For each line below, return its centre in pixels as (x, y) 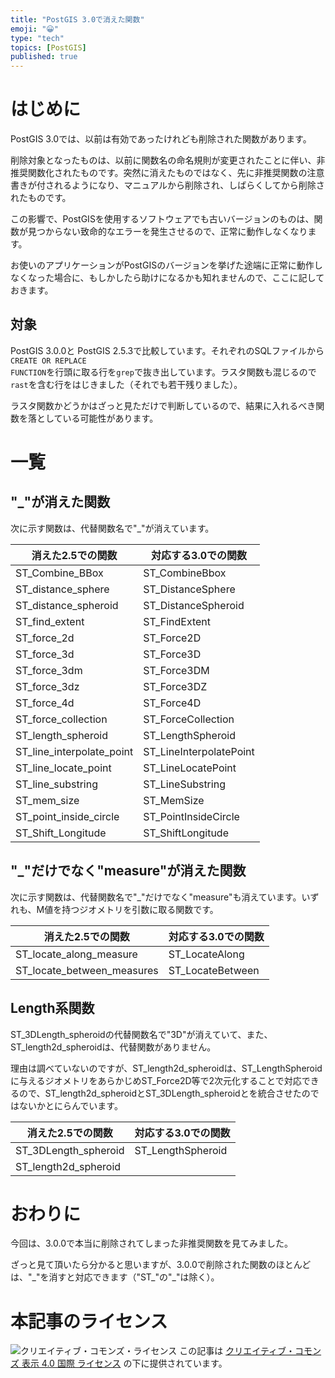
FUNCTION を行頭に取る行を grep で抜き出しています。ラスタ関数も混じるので (163, 372)
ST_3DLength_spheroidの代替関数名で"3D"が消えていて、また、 (141, 1034)
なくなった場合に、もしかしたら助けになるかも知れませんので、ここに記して (167, 278)
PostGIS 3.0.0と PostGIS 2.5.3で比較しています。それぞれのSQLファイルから (167, 350)
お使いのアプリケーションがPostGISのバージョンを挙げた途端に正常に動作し (166, 265)
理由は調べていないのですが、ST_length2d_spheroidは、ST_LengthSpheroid (166, 1068)
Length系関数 (52, 1008)
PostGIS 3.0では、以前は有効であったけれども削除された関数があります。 (161, 139)
